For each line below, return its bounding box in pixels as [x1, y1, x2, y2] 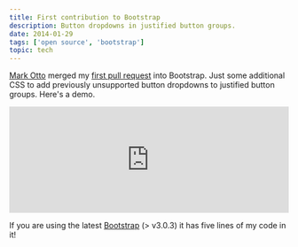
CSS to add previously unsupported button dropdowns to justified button [9, 80, 275, 90]
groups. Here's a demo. [9, 89, 96, 100]
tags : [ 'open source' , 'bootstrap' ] [9, 37, 145, 47]
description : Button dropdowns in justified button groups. [9, 21, 237, 30]
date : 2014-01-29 [9, 29, 74, 38]
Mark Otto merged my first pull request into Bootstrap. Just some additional [9, 70, 286, 81]
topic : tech [9, 46, 53, 55]
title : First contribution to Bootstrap [9, 12, 161, 22]
